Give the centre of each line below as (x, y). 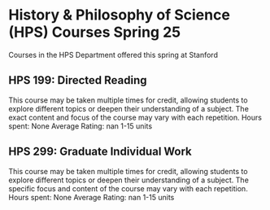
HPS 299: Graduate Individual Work (100, 152)
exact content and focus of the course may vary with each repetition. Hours (135, 117)
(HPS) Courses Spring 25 (95, 32)
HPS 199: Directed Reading (78, 80)
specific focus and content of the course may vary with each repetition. (128, 188)
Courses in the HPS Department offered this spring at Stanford (113, 55)
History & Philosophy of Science (119, 15)
